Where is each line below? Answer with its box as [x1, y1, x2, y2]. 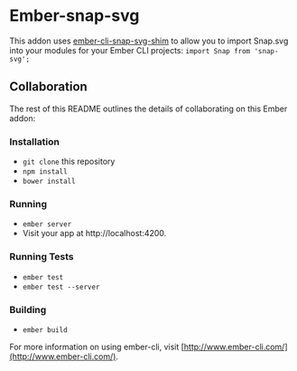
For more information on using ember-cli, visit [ [9, 341, 185, 352]
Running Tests [9, 251, 74, 263]
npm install [22, 167, 68, 176]
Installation [9, 135, 60, 147]
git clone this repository [22, 156, 116, 167]
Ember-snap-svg [9, 5, 140, 26]
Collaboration [9, 79, 88, 95]
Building [9, 303, 47, 316]
